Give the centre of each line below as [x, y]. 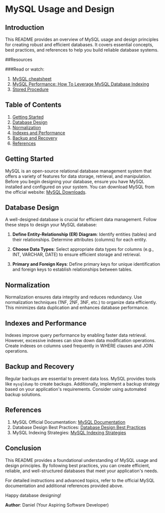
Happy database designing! [33, 495]
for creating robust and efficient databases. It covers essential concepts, [79, 45]
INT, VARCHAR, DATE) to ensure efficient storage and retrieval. [77, 255]
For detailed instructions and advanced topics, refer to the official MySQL [80, 480]
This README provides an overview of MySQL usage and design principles [82, 39]
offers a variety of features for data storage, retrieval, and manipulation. [78, 176]
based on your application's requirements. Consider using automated [76, 389]
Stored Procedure [30, 89]
